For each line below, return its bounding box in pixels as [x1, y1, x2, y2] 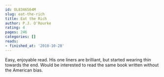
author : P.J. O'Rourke [5, 20, 51, 26]
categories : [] [5, 35, 36, 39]
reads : [5, 39, 19, 44]
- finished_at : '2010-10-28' [5, 43, 65, 48]
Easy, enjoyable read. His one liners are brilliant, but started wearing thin [5, 57, 151, 62]
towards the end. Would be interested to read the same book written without [5, 62, 159, 68]
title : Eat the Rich [5, 16, 47, 21]
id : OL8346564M [5, 7, 36, 12]
